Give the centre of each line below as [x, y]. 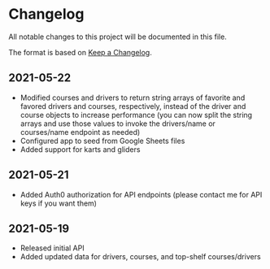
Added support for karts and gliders [80, 149]
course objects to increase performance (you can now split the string [136, 115]
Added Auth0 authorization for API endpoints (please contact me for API [141, 194]
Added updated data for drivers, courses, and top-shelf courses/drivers [141, 257]
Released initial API [52, 248]
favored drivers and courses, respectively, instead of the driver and [133, 106]
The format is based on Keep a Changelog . [80, 52]
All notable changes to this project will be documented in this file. [118, 37]
